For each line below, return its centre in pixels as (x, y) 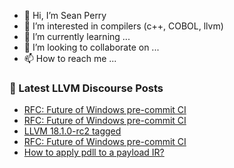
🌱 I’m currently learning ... (77, 36)
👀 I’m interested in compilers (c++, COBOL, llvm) (123, 26)
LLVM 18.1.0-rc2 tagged (72, 131)
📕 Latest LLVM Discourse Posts (86, 88)
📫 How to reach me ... (70, 58)
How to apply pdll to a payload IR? (94, 152)
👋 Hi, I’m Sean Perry (65, 15)
